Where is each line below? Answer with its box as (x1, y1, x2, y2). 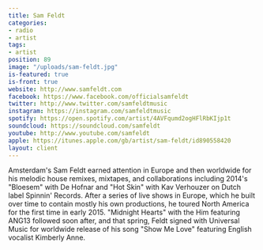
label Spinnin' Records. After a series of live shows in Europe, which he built (8, 191, 255, 200)
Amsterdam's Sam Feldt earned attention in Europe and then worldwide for (8, 165, 252, 175)
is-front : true (8, 78, 58, 85)
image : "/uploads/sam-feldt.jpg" (8, 63, 118, 71)
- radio (8, 26, 34, 34)
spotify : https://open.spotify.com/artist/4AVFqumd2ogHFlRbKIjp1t (8, 115, 231, 123)
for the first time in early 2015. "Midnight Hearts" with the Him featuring (8, 207, 241, 218)
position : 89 (8, 56, 51, 64)
